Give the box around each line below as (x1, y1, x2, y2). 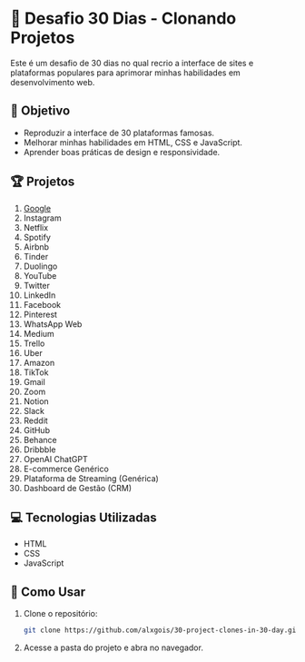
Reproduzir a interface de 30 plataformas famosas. (23, 127, 215, 138)
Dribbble (23, 444, 56, 455)
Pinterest (23, 309, 58, 320)
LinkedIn (23, 290, 56, 301)
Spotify (23, 232, 51, 242)
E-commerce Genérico (23, 463, 110, 474)
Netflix (23, 222, 49, 232)
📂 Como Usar (10, 584, 86, 599)
